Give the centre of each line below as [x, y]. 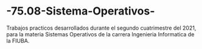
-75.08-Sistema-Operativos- [81, 11]
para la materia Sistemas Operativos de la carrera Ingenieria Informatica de [100, 34]
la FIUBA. [18, 41]
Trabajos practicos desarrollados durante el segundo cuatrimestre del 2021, [101, 28]
